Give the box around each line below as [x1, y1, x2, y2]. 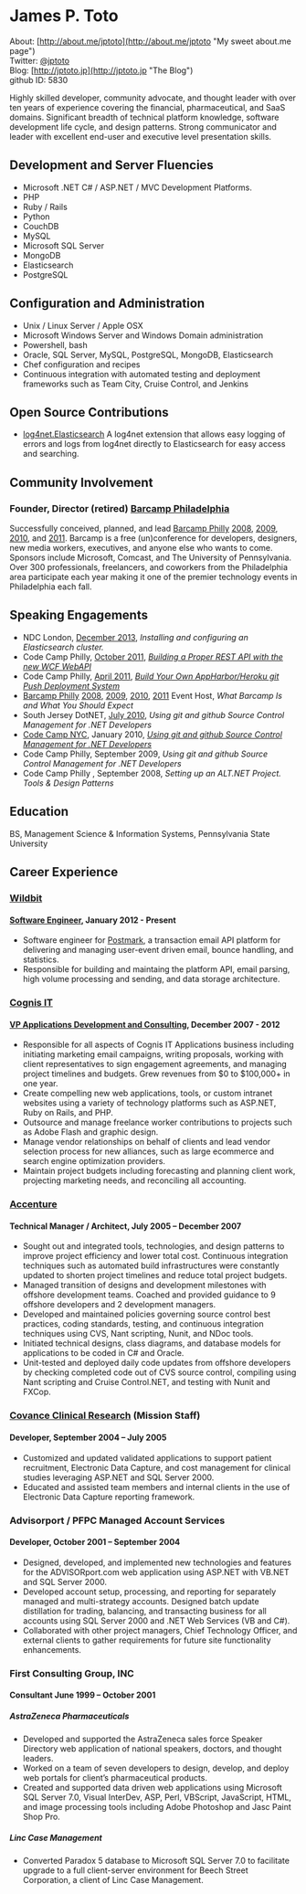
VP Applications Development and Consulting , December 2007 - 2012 [9, 1019, 280, 1030]
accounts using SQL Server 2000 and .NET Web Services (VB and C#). [22, 1614, 290, 1626]
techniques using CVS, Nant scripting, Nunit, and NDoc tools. [22, 1328, 254, 1339]
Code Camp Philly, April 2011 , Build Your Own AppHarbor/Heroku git [22, 671, 280, 682]
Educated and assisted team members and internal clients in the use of [22, 1481, 290, 1492]
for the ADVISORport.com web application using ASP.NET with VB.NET [22, 1566, 290, 1577]
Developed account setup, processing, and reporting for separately [22, 1586, 277, 1597]
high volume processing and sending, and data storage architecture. [22, 974, 280, 985]
